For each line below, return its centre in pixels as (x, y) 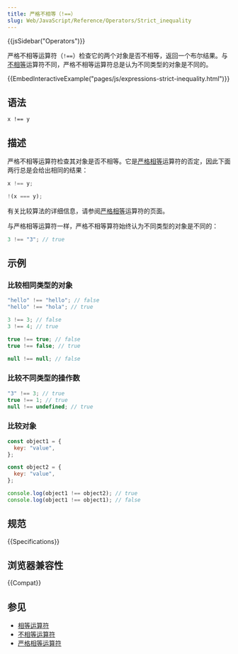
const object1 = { (34, 441)
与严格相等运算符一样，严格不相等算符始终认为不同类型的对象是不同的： (113, 226)
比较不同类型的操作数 (44, 378)
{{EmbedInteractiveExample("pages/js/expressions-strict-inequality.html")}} (119, 78)
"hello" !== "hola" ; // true (50, 307)
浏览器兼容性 (35, 565)
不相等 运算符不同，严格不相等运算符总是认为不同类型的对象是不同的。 (110, 64)
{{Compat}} (24, 583)
